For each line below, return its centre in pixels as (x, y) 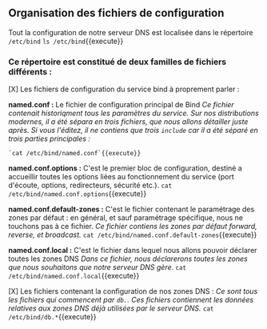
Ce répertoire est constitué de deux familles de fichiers (118, 62)
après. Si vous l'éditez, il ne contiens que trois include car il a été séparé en (133, 130)
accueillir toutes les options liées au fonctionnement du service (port (121, 177)
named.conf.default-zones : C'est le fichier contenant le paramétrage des (132, 209)
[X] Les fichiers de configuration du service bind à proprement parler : (124, 89)
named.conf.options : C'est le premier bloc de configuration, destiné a (125, 168)
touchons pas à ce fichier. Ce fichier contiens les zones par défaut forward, (133, 227)
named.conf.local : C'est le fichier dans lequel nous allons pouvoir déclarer (133, 251)
